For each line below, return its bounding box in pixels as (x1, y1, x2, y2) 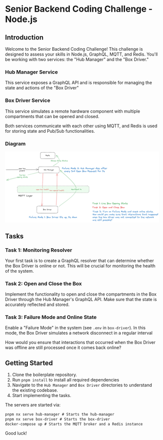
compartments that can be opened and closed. (5, 113, 100, 119)
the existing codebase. (12, 387, 59, 393)
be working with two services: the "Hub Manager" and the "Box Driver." (5, 57, 149, 62)
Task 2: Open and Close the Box (5, 280, 82, 287)
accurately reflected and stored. (5, 301, 70, 308)
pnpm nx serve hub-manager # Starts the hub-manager (5, 412, 115, 417)
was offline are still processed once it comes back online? (5, 345, 122, 351)
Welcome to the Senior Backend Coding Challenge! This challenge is (5, 46, 143, 52)
